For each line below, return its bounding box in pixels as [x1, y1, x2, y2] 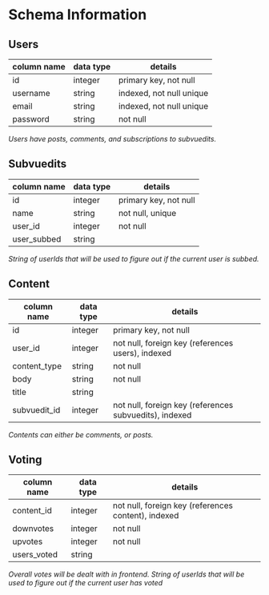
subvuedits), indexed [113, 409, 192, 421]
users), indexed [113, 347, 172, 358]
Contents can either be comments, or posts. [8, 429, 154, 439]
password [12, 114, 50, 125]
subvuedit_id [12, 404, 61, 415]
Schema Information [8, 6, 147, 24]
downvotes [12, 523, 54, 534]
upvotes [12, 536, 43, 547]
